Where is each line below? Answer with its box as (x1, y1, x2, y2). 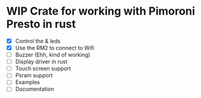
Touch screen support (15, 65, 71, 72)
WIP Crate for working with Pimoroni (6, 4, 196, 18)
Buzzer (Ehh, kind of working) (15, 51, 90, 58)
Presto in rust (6, 17, 76, 31)
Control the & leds (15, 37, 61, 44)
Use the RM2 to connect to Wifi (15, 44, 95, 51)
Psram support (15, 72, 53, 79)
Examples (15, 79, 40, 86)
